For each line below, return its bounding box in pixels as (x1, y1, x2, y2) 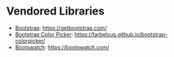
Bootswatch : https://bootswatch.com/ (14, 44, 110, 51)
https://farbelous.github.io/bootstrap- (74, 30, 168, 38)
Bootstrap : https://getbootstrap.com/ (14, 24, 107, 32)
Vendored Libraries (6, 4, 105, 18)
